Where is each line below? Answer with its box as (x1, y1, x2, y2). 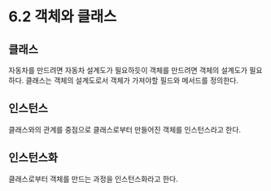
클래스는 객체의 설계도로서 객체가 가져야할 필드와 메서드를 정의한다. (25, 76, 238, 85)
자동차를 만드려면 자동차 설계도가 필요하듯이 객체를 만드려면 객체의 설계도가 (8, 66, 248, 75)
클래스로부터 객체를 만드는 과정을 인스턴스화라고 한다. (8, 174, 178, 184)
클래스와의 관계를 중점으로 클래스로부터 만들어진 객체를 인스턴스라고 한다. (8, 124, 242, 134)
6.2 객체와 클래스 (8, 7, 117, 26)
